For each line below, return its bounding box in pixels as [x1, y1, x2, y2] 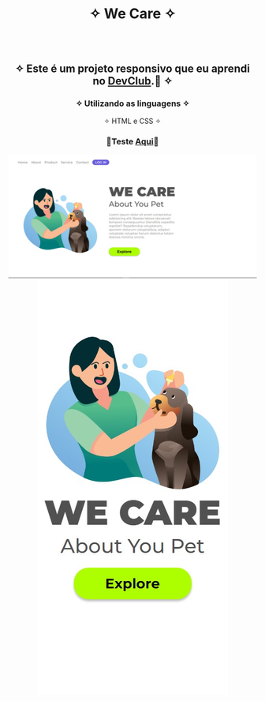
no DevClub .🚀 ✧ [92, 74, 173, 88]
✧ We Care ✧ [89, 5, 176, 23]
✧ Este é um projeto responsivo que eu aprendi [15, 62, 250, 76]
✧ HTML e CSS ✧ [103, 116, 162, 126]
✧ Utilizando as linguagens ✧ [75, 98, 190, 109]
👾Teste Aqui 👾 [106, 136, 159, 147]
